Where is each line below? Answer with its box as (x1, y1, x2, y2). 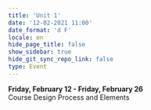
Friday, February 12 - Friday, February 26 (8, 84, 143, 93)
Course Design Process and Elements (8, 92, 130, 102)
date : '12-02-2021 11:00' (8, 19, 92, 27)
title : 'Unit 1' (8, 11, 61, 20)
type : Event (8, 63, 47, 71)
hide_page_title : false (8, 41, 86, 49)
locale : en (8, 33, 44, 42)
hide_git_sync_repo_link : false (8, 56, 113, 64)
